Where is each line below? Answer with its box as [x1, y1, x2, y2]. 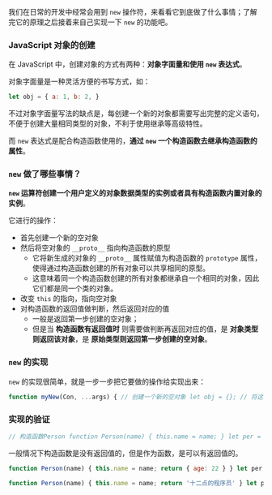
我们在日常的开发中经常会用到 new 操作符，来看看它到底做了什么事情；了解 [8, 7, 257, 16]
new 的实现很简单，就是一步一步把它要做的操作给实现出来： [8, 377, 206, 386]
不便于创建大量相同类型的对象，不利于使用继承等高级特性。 [8, 118, 207, 128]
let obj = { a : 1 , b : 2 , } [8, 93, 100, 101]
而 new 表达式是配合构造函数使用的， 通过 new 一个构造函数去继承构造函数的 [8, 136, 257, 146]
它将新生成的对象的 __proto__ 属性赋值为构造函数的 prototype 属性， [32, 253, 262, 263]
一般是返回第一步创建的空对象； [32, 314, 139, 324]
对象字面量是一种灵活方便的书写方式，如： [8, 76, 151, 87]
